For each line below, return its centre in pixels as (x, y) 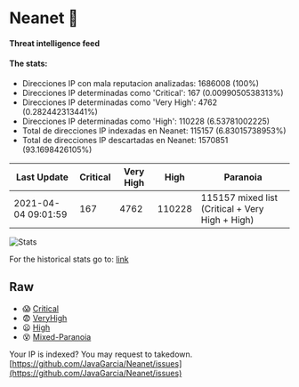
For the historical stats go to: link (69, 259)
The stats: (28, 64)
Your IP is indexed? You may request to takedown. (101, 354)
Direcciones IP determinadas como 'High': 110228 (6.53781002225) (145, 121)
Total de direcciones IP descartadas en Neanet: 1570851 (125, 140)
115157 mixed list (239, 198)
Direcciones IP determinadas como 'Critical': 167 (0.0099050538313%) (153, 93)
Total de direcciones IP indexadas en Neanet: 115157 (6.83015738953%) (154, 130)
